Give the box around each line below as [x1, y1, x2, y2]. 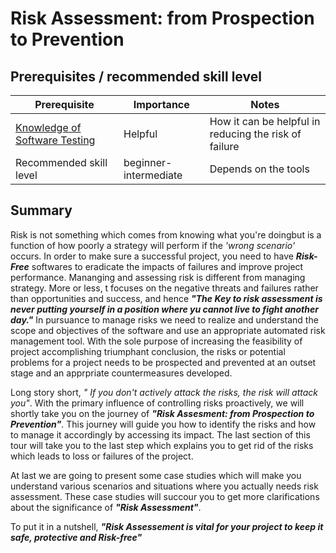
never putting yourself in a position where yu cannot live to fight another [10, 303, 319, 315]
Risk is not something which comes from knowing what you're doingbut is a [10, 228, 322, 241]
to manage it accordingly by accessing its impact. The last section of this [10, 428, 311, 441]
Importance [133, 98, 190, 111]
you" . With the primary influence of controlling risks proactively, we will [10, 397, 305, 409]
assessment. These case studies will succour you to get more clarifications [10, 490, 320, 502]
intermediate [123, 168, 183, 182]
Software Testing [15, 133, 96, 147]
